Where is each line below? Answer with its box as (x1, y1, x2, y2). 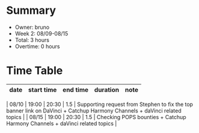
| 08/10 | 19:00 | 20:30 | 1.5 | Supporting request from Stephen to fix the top (6, 101, 194, 108)
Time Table (6, 64, 63, 78)
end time (63, 85, 89, 94)
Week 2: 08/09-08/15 (14, 29, 69, 37)
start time (28, 85, 57, 94)
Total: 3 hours (14, 36, 50, 43)
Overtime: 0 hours (14, 43, 60, 50)
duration (94, 85, 119, 94)
